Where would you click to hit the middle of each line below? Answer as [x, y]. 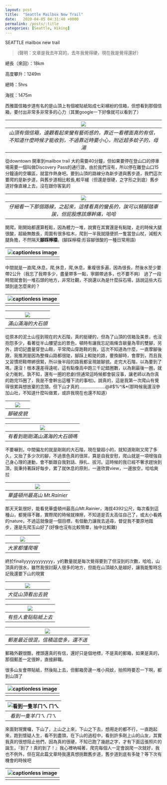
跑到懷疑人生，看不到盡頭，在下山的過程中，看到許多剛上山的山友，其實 [88, 736]
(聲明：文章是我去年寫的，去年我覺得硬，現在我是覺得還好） [79, 53]
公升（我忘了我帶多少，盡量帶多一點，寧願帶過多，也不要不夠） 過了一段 [87, 274]
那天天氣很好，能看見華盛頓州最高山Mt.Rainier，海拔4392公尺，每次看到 [80, 509]
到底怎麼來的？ [25, 286]
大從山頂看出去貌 [28, 594]
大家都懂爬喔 [23, 548]
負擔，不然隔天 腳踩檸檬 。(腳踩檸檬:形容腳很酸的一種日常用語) [73, 240]
